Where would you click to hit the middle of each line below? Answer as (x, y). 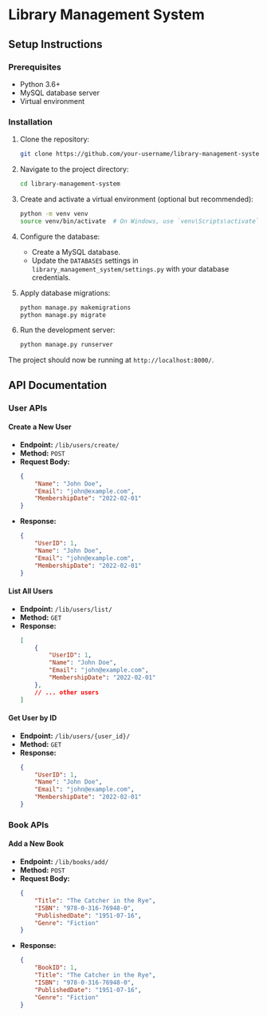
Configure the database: (60, 236)
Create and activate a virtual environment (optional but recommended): (136, 199)
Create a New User (40, 427)
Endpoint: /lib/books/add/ (64, 862)
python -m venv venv (54, 213)
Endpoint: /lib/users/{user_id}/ (75, 736)
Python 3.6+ (40, 84)
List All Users (31, 591)
